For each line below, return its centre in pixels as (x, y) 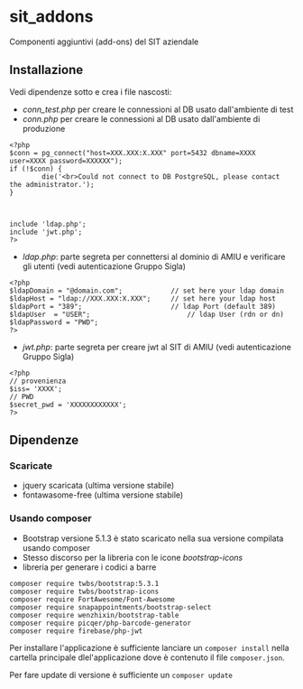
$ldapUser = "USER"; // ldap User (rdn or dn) (147, 314)
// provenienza (38, 381)
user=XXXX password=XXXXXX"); (66, 161)
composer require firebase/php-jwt (76, 631)
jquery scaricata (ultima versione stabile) (98, 486)
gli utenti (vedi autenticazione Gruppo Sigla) (104, 266)
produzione (44, 128)
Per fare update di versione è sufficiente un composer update (121, 675)
